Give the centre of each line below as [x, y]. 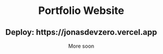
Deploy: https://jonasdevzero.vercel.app [81, 32]
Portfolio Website [81, 11]
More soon [81, 46]
